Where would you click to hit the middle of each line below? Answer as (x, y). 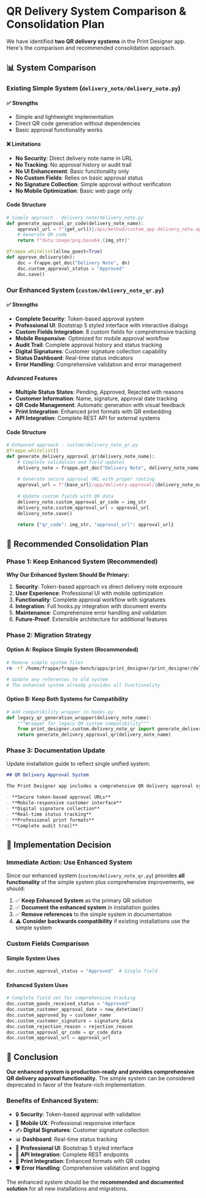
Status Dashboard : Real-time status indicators (74, 357)
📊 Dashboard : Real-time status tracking (66, 1139)
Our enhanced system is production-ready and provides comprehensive (101, 1072)
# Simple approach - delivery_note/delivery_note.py (75, 218)
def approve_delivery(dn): (41, 258)
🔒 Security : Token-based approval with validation (78, 1115)
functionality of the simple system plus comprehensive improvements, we (101, 882)
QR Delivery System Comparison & (97, 11)
